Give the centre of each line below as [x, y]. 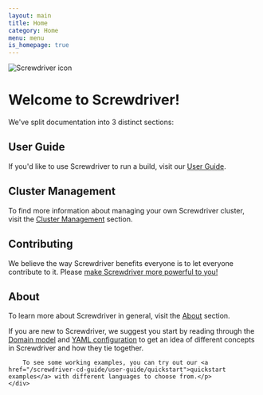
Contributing [41, 244]
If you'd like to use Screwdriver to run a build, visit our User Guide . [117, 166]
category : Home [33, 30]
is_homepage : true [39, 45]
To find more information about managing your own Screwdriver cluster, [126, 210]
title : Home [28, 23]
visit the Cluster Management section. [71, 219]
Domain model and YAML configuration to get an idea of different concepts [131, 340]
